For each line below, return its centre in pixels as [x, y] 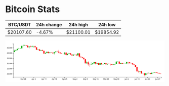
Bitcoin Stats [33, 9]
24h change [49, 25]
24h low [107, 25]
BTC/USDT [20, 25]
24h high [78, 25]
